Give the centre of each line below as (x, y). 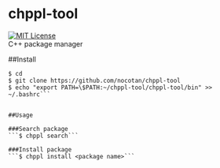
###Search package (38, 129)
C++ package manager (46, 43)
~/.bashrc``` (29, 94)
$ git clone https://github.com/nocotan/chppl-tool (94, 80)
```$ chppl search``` (44, 136)
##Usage (21, 115)
